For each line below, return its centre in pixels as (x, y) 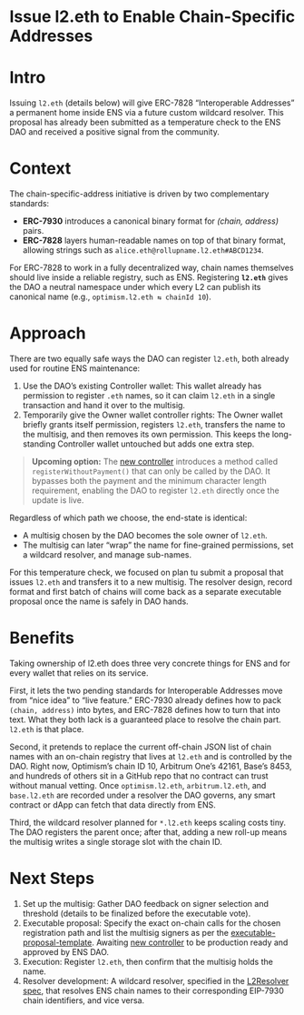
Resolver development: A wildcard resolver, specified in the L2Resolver (156, 980)
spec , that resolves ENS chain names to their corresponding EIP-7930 (153, 990)
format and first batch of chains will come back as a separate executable (146, 592)
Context (40, 169)
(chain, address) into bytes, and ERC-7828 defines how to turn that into (145, 709)
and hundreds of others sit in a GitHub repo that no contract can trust (139, 776)
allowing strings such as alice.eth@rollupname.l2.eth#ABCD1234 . (143, 250)
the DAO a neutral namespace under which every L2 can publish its (135, 287)
